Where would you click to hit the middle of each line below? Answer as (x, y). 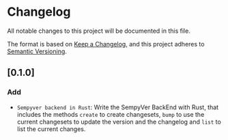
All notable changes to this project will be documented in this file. (99, 31)
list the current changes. (51, 129)
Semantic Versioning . (37, 51)
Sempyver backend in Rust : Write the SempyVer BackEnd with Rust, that (118, 107)
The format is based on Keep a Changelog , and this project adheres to (106, 44)
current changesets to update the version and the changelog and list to (119, 122)
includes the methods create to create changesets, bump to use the (111, 114)
